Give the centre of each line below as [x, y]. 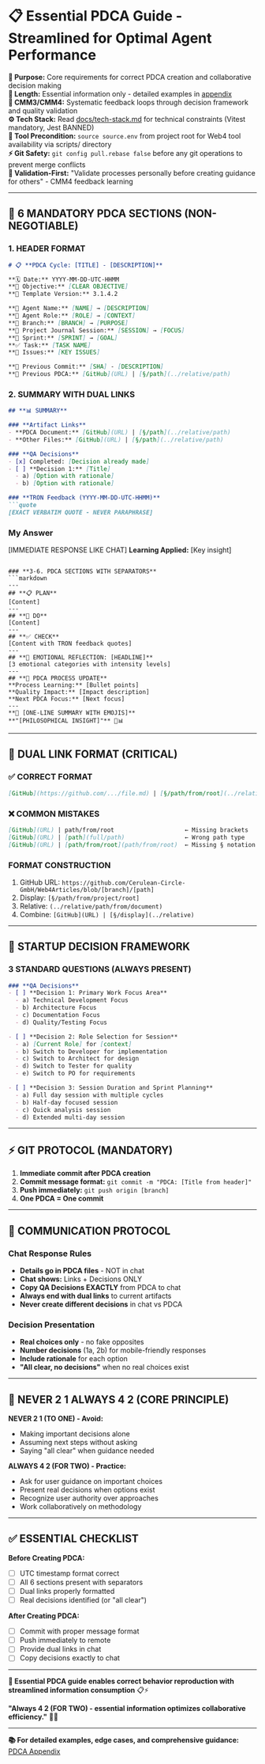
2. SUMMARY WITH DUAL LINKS [72, 394]
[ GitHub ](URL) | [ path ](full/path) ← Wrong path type [127, 837]
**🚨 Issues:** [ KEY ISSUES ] [54, 353]
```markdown [28, 579]
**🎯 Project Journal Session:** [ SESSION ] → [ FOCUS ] [97, 330]
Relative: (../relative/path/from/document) [91, 906]
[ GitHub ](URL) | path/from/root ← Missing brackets [128, 830]
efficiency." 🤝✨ [34, 1717]
